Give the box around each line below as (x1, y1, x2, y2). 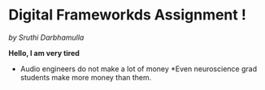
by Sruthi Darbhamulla (8, 32, 85, 42)
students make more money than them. (20, 72, 152, 82)
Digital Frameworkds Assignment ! (8, 6, 246, 24)
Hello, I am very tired (8, 48, 80, 58)
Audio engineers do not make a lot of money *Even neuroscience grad (20, 63, 258, 74)
